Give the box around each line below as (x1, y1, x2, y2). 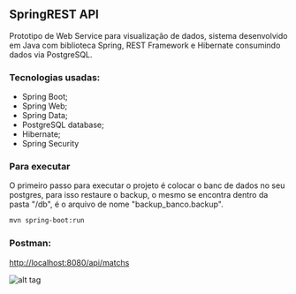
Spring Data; (21, 110, 68, 121)
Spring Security (21, 139, 80, 149)
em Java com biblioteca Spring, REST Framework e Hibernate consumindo (9, 40, 281, 50)
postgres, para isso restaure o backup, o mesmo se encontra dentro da (9, 190, 269, 200)
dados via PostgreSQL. (9, 49, 93, 60)
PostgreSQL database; (21, 119, 104, 131)
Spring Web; (21, 101, 68, 111)
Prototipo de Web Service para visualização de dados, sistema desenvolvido (9, 30, 288, 41)
